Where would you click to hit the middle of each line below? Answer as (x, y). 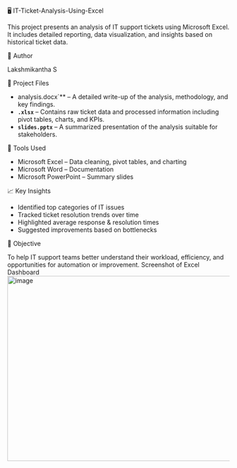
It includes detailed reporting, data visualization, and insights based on (110, 34)
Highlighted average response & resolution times (88, 222)
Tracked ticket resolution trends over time (78, 215)
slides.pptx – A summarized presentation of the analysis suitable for (117, 127)
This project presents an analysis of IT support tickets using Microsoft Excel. (119, 27)
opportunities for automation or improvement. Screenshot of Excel (103, 265)
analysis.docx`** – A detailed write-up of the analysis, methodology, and (123, 97)
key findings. (36, 104)
